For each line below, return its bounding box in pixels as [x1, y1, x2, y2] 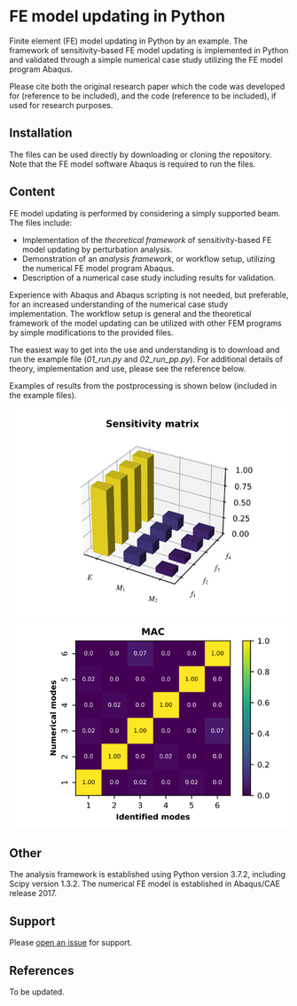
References [9, 963, 74, 978]
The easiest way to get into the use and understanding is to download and [9, 344, 280, 355]
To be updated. [9, 986, 65, 997]
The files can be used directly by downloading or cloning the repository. [9, 149, 272, 160]
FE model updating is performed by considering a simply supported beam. [9, 208, 281, 218]
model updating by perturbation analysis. [21, 244, 173, 255]
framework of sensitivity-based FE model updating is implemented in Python [9, 44, 289, 55]
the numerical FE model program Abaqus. [21, 263, 175, 273]
